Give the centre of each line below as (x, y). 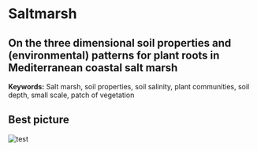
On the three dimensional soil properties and (120, 43)
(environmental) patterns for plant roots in (114, 55)
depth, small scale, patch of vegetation (71, 95)
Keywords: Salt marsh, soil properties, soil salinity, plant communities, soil (129, 87)
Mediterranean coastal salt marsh (93, 68)
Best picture (39, 120)
